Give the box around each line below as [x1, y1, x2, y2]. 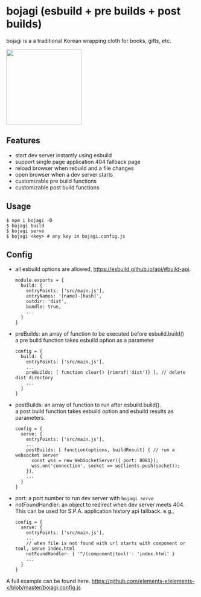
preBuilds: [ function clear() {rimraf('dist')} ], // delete [26, 370, 186, 376]
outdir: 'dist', [26, 298, 67, 305]
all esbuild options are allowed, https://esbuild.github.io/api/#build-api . [14, 266, 191, 273]
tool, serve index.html [14, 546, 75, 552]
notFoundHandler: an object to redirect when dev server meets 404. [14, 501, 185, 509]
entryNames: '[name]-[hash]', [26, 293, 102, 299]
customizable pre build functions [14, 177, 97, 184]
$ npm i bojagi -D [6, 217, 53, 223]
